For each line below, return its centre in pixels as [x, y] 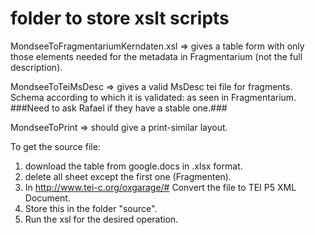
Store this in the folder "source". [91, 208]
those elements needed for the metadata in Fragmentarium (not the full [156, 56]
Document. [47, 198]
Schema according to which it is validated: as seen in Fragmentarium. [153, 97]
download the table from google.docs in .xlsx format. [133, 166]
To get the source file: [55, 146]
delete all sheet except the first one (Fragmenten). [128, 176]
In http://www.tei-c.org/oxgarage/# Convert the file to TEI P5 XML [160, 187]
